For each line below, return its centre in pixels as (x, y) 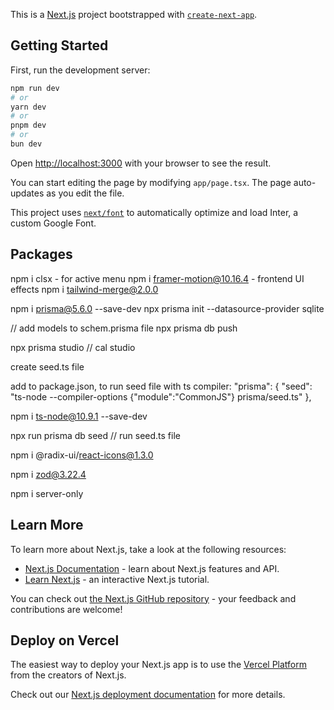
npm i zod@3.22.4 (48, 474)
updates (27, 193)
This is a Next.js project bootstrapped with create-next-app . (134, 14)
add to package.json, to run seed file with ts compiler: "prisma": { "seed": (161, 386)
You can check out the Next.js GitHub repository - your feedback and (153, 598)
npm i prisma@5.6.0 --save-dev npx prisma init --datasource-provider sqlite (167, 308)
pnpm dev (28, 125)
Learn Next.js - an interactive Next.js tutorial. (117, 579)
